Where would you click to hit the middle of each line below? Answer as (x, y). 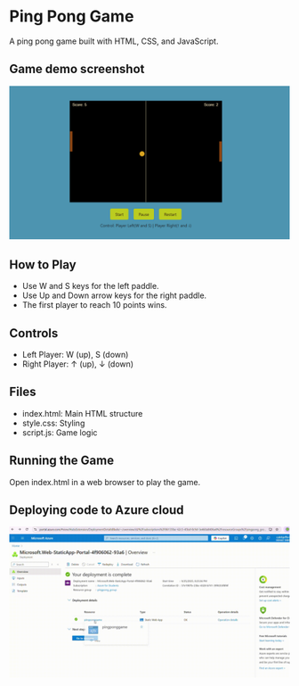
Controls (34, 333)
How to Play (43, 264)
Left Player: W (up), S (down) (75, 355)
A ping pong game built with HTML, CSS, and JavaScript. (114, 41)
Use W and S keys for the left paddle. (90, 286)
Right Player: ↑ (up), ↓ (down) (78, 364)
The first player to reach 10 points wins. (94, 305)
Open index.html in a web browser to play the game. (105, 482)
